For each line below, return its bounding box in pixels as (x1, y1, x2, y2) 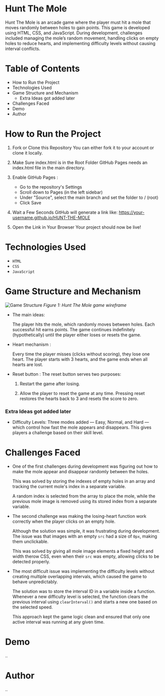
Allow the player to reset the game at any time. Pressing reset (19, 390, 145, 396)
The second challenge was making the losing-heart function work (12, 513, 147, 519)
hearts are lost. (12, 361, 43, 367)
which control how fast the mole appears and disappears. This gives (12, 424, 152, 430)
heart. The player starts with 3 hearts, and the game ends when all (12, 356, 148, 362)
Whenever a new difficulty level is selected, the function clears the (12, 594, 148, 599)
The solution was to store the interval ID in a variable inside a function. (12, 588, 156, 594)
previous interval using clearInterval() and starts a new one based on (12, 598, 157, 604)
